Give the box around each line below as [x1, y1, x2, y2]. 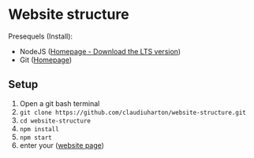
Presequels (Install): [8, 31, 73, 41]
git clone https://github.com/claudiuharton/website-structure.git [19, 108, 246, 116]
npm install [19, 125, 59, 133]
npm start [19, 134, 53, 141]
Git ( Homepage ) [19, 55, 73, 64]
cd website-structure [19, 116, 91, 125]
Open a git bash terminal [19, 98, 100, 108]
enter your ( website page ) [19, 140, 105, 150]
